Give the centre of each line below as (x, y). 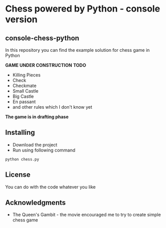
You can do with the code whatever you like (51, 187)
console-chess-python (42, 38)
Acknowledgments (36, 203)
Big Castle (23, 96)
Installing (20, 133)
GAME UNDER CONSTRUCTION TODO (46, 65)
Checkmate (24, 86)
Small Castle (25, 91)
